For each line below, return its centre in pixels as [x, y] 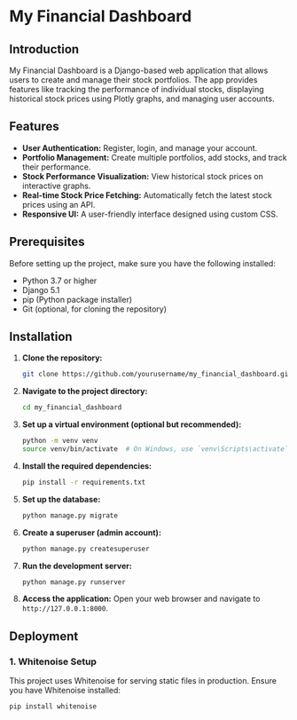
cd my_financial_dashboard [72, 407]
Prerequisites [47, 242]
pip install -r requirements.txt [84, 482]
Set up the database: [61, 499]
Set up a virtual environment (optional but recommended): [132, 424]
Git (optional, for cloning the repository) [94, 309]
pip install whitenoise [53, 707]
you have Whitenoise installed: [65, 691]
